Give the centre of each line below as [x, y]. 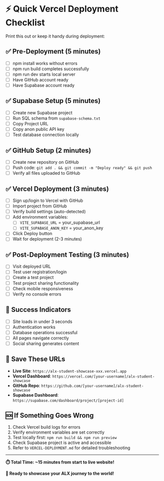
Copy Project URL [30, 124]
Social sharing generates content [46, 343]
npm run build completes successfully [51, 69]
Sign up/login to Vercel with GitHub [48, 200]
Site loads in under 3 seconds [42, 321]
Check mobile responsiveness [43, 288]
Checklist [25, 23]
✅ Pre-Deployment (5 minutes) [53, 51]
